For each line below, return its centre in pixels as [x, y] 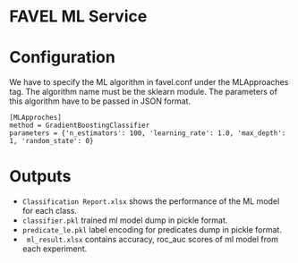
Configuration [63, 58]
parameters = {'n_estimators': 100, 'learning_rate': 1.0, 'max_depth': [148, 133]
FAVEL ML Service [78, 17]
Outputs [40, 177]
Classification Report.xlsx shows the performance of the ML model [151, 201]
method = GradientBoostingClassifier [80, 126]
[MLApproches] [36, 118]
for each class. [50, 211]
